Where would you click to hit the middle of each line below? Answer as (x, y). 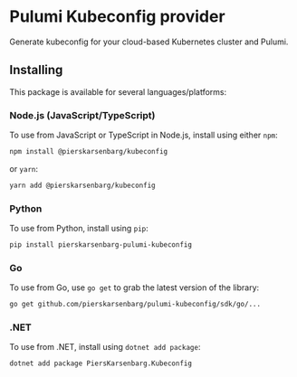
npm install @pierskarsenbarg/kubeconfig (89, 152)
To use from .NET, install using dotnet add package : (105, 347)
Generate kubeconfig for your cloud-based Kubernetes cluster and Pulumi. (149, 42)
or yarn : (24, 168)
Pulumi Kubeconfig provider (117, 17)
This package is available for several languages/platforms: (118, 91)
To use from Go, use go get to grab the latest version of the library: (134, 287)
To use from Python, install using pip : (79, 229)
